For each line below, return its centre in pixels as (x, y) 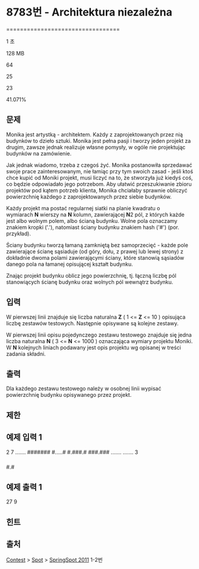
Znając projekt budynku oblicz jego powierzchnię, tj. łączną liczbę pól (91, 275)
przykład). (19, 234)
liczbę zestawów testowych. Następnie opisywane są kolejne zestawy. (92, 323)
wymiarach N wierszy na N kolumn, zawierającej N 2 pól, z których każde (95, 214)
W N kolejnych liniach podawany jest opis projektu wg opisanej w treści (94, 347)
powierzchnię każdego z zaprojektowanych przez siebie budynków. (89, 197)
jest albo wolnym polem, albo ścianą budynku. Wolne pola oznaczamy (92, 220)
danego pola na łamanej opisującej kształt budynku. (70, 264)
